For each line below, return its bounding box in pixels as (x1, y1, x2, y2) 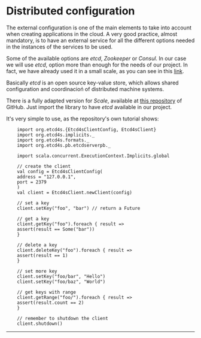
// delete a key (17, 242, 58, 248)
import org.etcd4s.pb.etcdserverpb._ (17, 142, 111, 148)
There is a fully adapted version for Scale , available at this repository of (6, 97, 182, 104)
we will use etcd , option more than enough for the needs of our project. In (6, 61, 188, 68)
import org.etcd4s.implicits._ (17, 132, 95, 138)
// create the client (17, 163, 71, 169)
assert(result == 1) (17, 252, 68, 258)
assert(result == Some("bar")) (17, 226, 95, 232)
